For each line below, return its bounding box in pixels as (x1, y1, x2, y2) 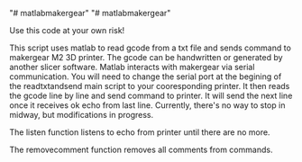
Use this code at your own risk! (9, 25, 125, 35)
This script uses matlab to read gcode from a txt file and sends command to (9, 42, 291, 53)
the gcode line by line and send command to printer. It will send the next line (9, 90, 293, 101)
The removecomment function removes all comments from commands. (9, 144, 273, 155)
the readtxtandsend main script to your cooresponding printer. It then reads (9, 81, 290, 91)
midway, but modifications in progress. (9, 110, 154, 120)
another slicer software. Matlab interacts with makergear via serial (9, 62, 255, 72)
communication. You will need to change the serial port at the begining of (9, 71, 282, 82)
